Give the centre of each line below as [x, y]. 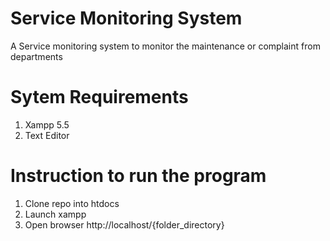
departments [36, 56]
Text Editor [47, 135]
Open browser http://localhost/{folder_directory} [124, 224]
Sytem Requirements [99, 97]
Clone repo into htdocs [72, 203]
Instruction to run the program [138, 176]
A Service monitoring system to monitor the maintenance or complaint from [165, 46]
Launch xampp [55, 214]
